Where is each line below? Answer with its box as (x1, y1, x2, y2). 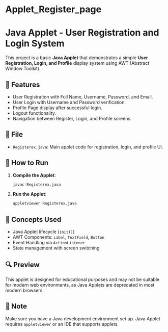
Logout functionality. (12, 110, 57, 116)
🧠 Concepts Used (5, 215, 62, 224)
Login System (5, 38, 65, 49)
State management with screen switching (12, 245, 100, 251)
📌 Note (5, 302, 27, 311)
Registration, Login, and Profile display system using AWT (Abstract (5, 60, 150, 66)
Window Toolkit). (5, 65, 41, 72)
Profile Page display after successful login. (12, 105, 103, 111)
